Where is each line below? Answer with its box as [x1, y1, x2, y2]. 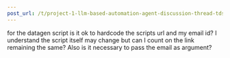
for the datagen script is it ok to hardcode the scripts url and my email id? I [7, 29, 217, 37]
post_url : [7, 10, 36, 17]
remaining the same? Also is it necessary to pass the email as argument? [7, 43, 212, 51]
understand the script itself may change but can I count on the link [7, 35, 195, 44]
